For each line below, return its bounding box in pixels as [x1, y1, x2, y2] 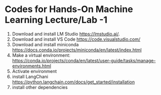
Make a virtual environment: [12, 52, 70, 58]
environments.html [12, 63, 52, 69]
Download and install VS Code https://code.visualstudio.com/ [12, 36, 141, 42]
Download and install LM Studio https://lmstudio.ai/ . [12, 31, 120, 37]
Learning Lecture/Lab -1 [5, 14, 107, 26]
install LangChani [12, 73, 49, 79]
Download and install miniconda [12, 41, 79, 47]
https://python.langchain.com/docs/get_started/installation [12, 79, 135, 85]
